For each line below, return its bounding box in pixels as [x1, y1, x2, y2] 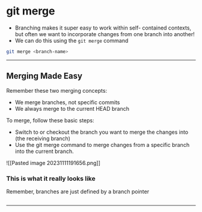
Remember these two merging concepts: [6, 87, 107, 94]
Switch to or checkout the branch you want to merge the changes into [14, 128, 188, 136]
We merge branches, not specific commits [14, 98, 120, 106]
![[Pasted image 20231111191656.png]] [6, 159, 101, 166]
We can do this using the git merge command [14, 37, 129, 44]
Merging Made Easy [6, 71, 83, 81]
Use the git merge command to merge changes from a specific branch [14, 141, 190, 148]
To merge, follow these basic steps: [6, 116, 94, 124]
